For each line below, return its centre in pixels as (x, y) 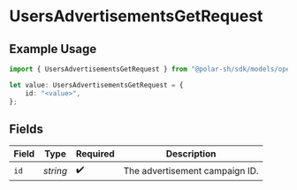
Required (95, 154)
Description (191, 154)
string (55, 171)
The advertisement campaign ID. (191, 171)
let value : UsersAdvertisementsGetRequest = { (96, 85)
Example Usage (53, 49)
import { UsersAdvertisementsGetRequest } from (99, 69)
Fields (27, 129)
